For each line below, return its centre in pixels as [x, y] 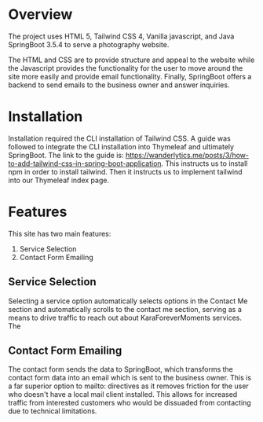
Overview [40, 15]
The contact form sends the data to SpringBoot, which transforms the [121, 369]
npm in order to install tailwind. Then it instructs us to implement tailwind [125, 171]
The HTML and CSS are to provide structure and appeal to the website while [131, 60]
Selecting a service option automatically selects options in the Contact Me [128, 301]
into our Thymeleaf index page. [59, 180]
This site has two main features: [60, 233]
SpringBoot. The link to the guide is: [66, 155]
